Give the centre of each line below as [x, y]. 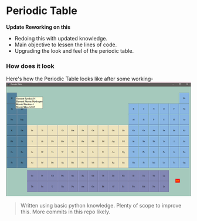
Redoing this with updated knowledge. [61, 38]
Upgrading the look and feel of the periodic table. [74, 50]
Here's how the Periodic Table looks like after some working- [80, 79]
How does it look [30, 66]
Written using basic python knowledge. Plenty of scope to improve [101, 205]
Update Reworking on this [38, 27]
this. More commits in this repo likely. [65, 212]
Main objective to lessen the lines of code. [66, 45]
